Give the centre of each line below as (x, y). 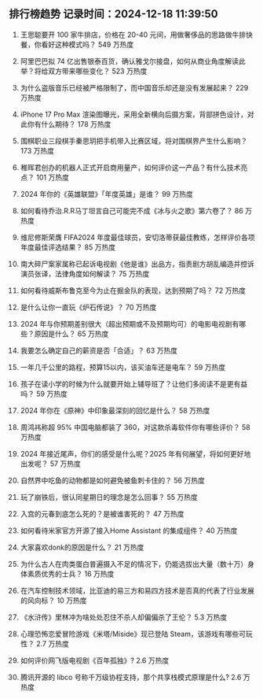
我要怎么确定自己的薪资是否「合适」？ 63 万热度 (99, 350)
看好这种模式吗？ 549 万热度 (88, 44)
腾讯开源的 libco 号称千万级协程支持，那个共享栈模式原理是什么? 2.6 (131, 677)
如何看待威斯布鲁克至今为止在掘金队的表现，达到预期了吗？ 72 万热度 (133, 290)
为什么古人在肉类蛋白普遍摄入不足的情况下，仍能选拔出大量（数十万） (134, 564)
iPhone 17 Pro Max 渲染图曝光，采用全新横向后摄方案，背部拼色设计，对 (137, 114)
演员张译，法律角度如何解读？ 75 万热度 (85, 273)
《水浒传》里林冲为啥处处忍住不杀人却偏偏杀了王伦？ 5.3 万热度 (123, 617)
